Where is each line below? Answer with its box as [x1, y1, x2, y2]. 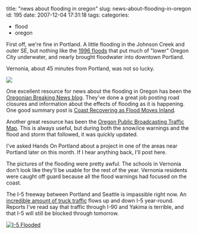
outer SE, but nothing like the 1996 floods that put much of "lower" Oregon [6, 47, 189, 54]
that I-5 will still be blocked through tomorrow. [6, 210, 119, 217]
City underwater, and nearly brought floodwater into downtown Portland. [6, 54, 185, 60]
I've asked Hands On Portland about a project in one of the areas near [6, 142, 178, 149]
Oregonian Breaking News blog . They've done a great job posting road [6, 94, 180, 101]
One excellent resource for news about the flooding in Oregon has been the [6, 88, 192, 95]
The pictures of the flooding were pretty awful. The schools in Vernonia [6, 160, 182, 167]
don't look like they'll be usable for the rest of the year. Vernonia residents [6, 167, 187, 173]
